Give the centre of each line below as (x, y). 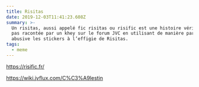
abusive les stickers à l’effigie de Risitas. (70, 39)
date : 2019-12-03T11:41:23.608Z (46, 17)
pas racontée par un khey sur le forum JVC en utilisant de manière (98, 34)
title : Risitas (25, 11)
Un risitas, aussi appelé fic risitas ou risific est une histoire (97, 28)
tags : (13, 45)
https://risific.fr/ (25, 66)
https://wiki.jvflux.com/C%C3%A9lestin (55, 78)
